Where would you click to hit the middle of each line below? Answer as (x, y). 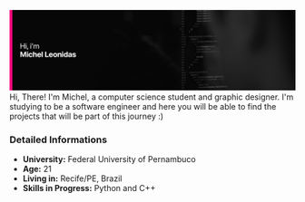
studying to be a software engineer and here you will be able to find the (143, 106)
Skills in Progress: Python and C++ (89, 188)
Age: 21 (37, 169)
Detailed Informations (58, 139)
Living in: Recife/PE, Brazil (72, 178)
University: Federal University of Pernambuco (109, 159)
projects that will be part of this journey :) (87, 116)
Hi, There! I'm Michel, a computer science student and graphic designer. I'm (152, 97)
